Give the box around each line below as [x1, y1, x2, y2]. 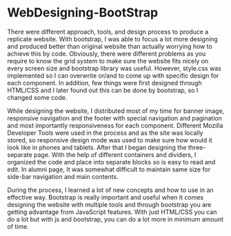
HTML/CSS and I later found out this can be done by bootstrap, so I [7, 86, 199, 94]
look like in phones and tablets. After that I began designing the [7, 143, 187, 151]
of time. [7, 222, 29, 230]
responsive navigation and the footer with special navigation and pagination [7, 114, 222, 122]
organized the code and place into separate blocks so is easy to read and [7, 158, 216, 166]
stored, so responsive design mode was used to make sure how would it [7, 136, 212, 144]
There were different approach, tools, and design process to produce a [7, 28, 209, 36]
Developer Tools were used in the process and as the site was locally [7, 129, 203, 137]
